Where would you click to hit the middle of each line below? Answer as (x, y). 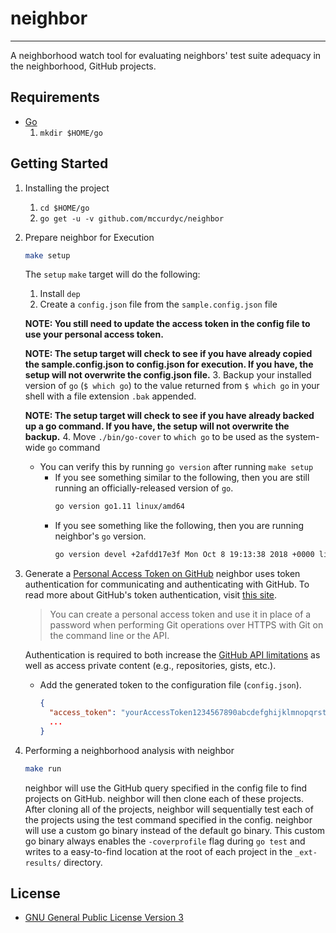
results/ (43, 863)
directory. (83, 862)
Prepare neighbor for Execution (89, 237)
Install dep (60, 294)
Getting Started (59, 163)
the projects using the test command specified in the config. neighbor (168, 819)
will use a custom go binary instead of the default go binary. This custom (175, 830)
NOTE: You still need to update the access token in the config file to (167, 324)
